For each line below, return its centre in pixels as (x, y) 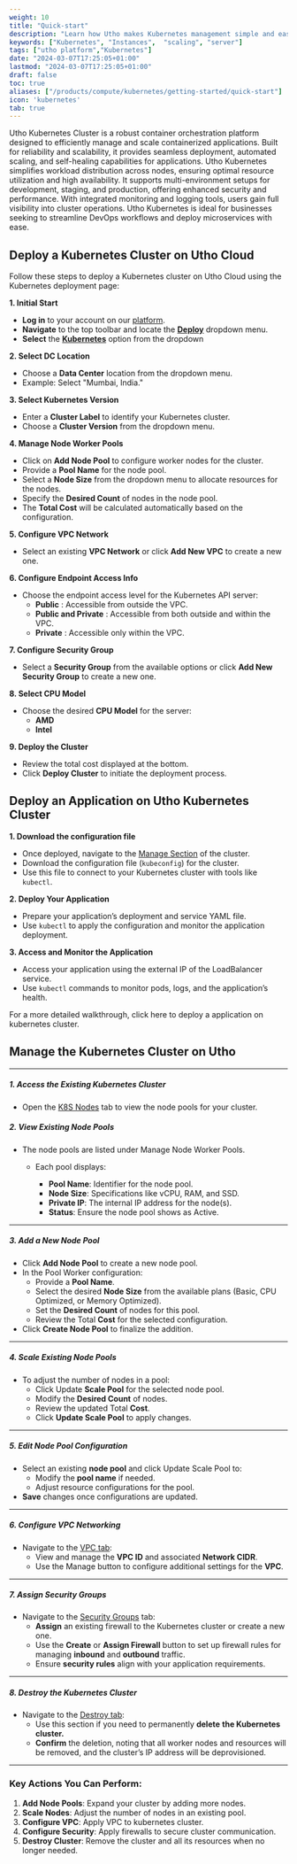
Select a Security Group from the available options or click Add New (147, 667)
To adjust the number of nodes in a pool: (96, 1380)
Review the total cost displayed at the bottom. (105, 764)
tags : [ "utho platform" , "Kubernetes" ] (80, 50)
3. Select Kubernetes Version (64, 400)
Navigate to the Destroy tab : (73, 1715)
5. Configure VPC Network (59, 534)
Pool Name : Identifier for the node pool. (121, 1184)
